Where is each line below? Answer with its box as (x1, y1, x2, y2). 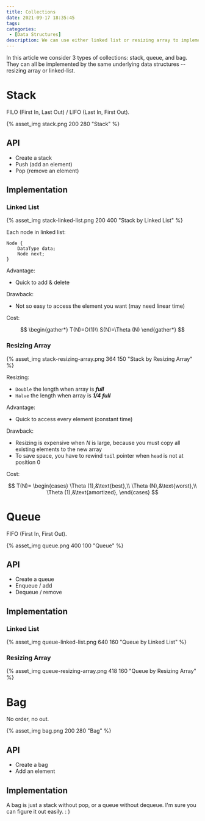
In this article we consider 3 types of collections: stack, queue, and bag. (6, 54, 188, 61)
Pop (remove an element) (15, 167, 79, 174)
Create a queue (15, 575, 55, 583)
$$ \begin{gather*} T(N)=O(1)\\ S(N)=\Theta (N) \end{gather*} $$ (20, 326, 185, 333)
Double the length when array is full (15, 385, 104, 393)
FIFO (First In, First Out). (6, 530, 67, 537)
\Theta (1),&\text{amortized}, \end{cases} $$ (46, 488, 159, 496)
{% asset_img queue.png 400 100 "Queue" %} (6, 542, 124, 549)
